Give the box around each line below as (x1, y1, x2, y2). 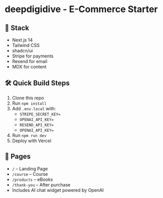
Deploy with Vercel (12, 138, 51, 144)
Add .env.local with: (12, 105, 56, 111)
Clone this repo (12, 95, 44, 101)
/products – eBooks (12, 176, 53, 182)
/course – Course (12, 171, 48, 177)
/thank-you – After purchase (12, 181, 71, 187)
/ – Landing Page (12, 165, 48, 172)
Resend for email (12, 58, 47, 64)
